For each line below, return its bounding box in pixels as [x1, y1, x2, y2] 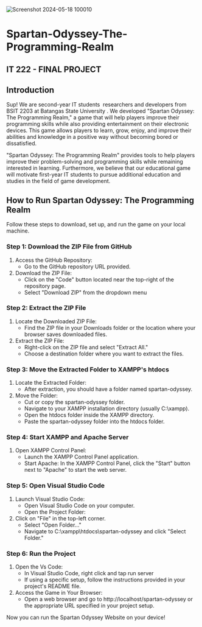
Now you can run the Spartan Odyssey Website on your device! [6, 614, 165, 621]
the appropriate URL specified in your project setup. [24, 601, 155, 609]
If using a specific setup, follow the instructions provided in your [24, 576, 186, 583]
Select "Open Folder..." [24, 521, 82, 528]
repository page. [24, 282, 66, 289]
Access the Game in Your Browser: [15, 589, 103, 596]
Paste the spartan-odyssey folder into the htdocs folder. [24, 418, 165, 426]
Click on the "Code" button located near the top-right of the [24, 276, 175, 283]
